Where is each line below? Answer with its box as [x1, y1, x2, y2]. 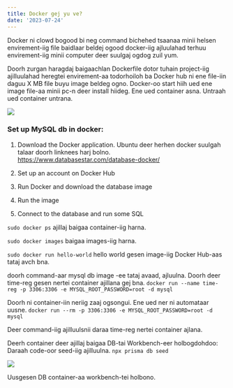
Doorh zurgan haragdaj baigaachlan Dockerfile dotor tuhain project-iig [7, 64, 209, 73]
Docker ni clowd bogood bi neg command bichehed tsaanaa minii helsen [7, 36, 216, 44]
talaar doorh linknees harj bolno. [17, 148, 111, 156]
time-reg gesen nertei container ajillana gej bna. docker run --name [7, 278, 200, 287]
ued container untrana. [7, 94, 73, 102]
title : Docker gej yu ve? [7, 10, 82, 17]
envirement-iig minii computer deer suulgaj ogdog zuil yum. [7, 50, 179, 59]
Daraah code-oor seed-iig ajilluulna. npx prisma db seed [7, 346, 169, 354]
